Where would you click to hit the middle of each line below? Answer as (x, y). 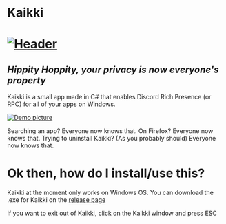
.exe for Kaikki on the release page (56, 200)
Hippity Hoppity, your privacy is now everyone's (113, 69)
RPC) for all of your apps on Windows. (61, 104)
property (27, 80)
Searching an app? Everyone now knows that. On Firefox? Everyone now (110, 131)
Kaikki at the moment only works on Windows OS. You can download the (110, 193)
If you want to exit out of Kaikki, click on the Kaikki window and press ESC (112, 213)
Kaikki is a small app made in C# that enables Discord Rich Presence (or (109, 97)
